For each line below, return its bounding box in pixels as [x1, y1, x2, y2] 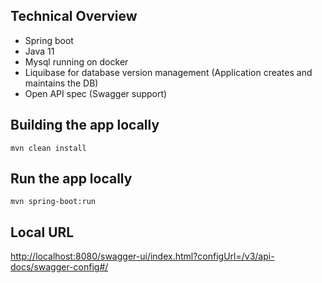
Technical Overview [10, 8, 138, 25]
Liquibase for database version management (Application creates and [24, 66, 313, 78]
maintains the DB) [24, 77, 99, 89]
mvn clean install [10, 143, 87, 153]
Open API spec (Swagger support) [24, 87, 168, 99]
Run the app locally [10, 170, 133, 188]
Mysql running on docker [24, 55, 129, 68]
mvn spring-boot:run [10, 197, 97, 207]
